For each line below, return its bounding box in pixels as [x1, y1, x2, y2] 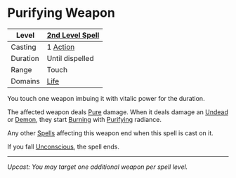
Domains [11, 76, 40, 85]
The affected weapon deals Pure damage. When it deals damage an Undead [7, 107, 228, 116]
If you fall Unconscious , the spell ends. [7, 142, 120, 151]
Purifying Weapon [7, 5, 116, 21]
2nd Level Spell [46, 30, 100, 40]
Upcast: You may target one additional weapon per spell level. [7, 163, 188, 171]
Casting [11, 42, 37, 52]
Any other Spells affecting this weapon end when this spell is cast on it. [7, 128, 214, 137]
